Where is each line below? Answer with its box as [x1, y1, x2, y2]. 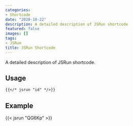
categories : [5, 7, 30, 13]
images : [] [5, 31, 28, 36]
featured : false [5, 26, 40, 31]
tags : [5, 36, 17, 41]
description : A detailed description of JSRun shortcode [5, 21, 128, 27]
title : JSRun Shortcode [5, 45, 56, 50]
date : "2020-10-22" [5, 17, 47, 22]
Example [5, 101, 34, 110]
